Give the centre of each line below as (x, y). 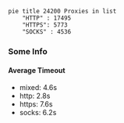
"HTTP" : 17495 (47, 18)
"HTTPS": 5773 (45, 25)
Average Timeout (37, 70)
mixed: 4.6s (38, 88)
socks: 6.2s (38, 113)
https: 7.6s (36, 104)
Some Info (28, 51)
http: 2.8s (35, 96)
